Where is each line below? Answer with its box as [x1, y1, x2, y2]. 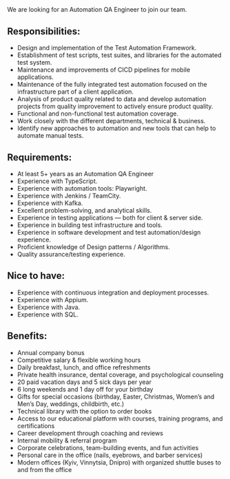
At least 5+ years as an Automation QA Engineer [17, 170, 154, 178]
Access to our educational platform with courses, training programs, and [17, 414, 223, 423]
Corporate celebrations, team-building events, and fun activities [17, 443, 199, 451]
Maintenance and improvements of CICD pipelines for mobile [17, 65, 191, 74]
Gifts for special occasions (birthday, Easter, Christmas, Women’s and [17, 392, 215, 401]
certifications [17, 421, 55, 429]
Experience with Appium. [17, 295, 89, 304]
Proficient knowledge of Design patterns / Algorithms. [17, 243, 171, 251]
